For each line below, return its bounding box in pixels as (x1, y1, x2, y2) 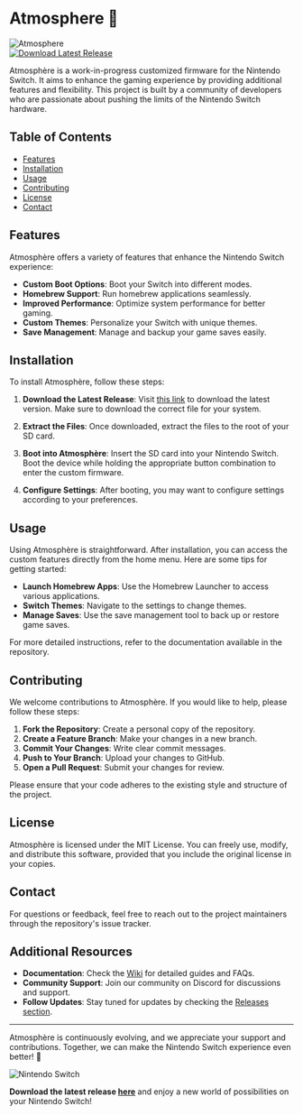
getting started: (9, 564, 67, 575)
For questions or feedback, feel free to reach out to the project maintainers (9, 908, 288, 919)
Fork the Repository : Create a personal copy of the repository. (22, 723, 255, 734)
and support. (22, 987, 70, 998)
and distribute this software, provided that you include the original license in (9, 848, 291, 860)
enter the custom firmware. (22, 467, 124, 478)
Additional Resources (9, 945, 133, 960)
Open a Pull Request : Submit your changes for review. (22, 762, 225, 772)
